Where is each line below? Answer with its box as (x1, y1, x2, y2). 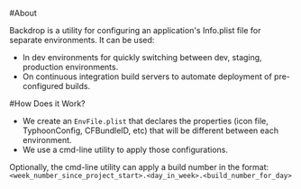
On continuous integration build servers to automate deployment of (22, 71, 272, 82)
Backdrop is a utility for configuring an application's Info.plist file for (9, 25, 261, 35)
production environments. (22, 62, 119, 72)
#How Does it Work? (9, 98, 86, 109)
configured (22, 81, 64, 91)
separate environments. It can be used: (9, 35, 155, 45)
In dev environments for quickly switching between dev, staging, (22, 52, 263, 62)
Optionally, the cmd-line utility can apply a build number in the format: (9, 162, 269, 172)
